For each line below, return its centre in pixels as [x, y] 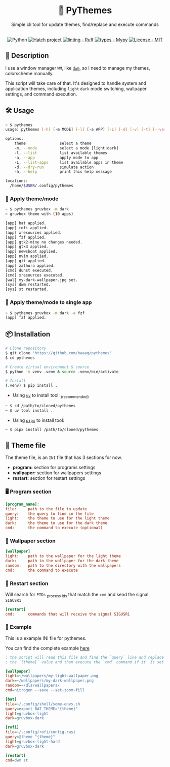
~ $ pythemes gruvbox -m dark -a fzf [45, 313]
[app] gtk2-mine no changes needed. [44, 242]
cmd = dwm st [17, 760]
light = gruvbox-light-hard [32, 742]
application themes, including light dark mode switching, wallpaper [76, 88]
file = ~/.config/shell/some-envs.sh [43, 704]
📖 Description [27, 56]
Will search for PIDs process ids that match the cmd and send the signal [77, 595]
